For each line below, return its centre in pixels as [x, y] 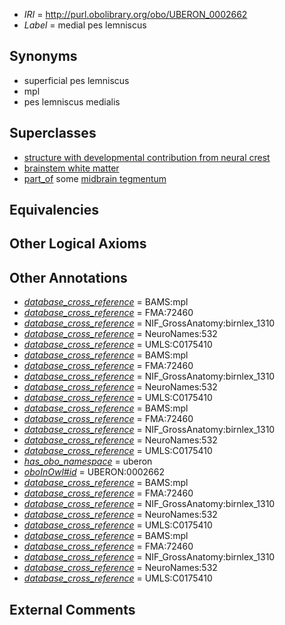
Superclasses [53, 133]
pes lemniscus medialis [72, 101]
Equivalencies [54, 210]
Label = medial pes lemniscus [85, 25]
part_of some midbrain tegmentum [95, 178]
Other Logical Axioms [78, 244]
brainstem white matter [71, 168]
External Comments [72, 609]
